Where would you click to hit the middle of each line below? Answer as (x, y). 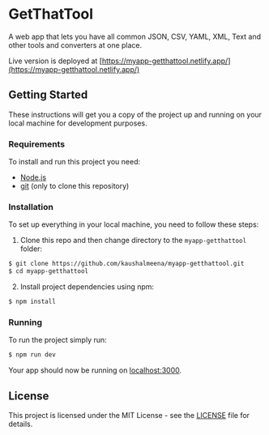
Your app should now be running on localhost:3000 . (95, 370)
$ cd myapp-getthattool (49, 271)
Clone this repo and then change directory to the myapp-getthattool (133, 241)
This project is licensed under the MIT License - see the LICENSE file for (129, 415)
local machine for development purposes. (78, 123)
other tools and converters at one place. (75, 45)
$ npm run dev (32, 355)
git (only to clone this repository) (75, 186)
